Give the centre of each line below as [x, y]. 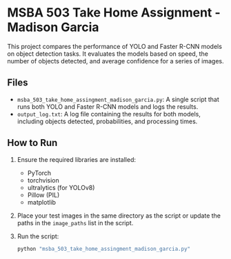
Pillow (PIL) [43, 195]
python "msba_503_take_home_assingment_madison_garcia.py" [104, 249]
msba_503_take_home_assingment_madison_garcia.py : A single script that [118, 99]
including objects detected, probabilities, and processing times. [107, 121]
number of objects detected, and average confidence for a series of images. [115, 61]
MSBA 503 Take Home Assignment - [114, 13]
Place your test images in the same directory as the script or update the [119, 216]
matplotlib [42, 202]
